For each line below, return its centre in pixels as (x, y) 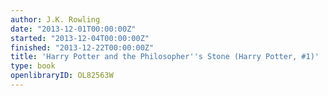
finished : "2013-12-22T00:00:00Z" (82, 47)
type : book (33, 66)
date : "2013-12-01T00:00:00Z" (73, 29)
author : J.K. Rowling (55, 19)
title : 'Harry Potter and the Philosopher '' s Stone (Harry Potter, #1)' (165, 57)
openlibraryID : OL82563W (62, 76)
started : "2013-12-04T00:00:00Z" (80, 38)
